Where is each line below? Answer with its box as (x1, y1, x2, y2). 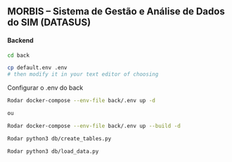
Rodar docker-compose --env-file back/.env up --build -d (7, 122, 181, 129)
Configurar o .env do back (7, 83, 84, 92)
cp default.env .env (7, 65, 68, 72)
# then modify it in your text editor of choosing (7, 71, 159, 78)
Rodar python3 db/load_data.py (7, 147, 99, 155)
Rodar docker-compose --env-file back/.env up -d (7, 97, 156, 104)
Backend (7, 36, 34, 44)
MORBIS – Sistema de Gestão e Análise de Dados (7, 6, 225, 18)
